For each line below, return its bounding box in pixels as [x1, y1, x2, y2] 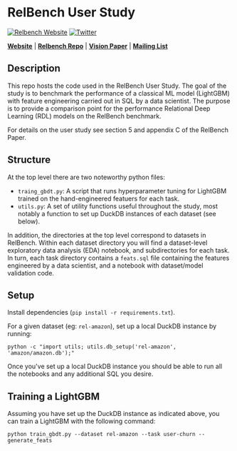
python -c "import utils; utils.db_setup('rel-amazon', [7, 343, 177, 350]
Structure [7, 154, 51, 166]
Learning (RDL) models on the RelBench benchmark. [7, 111, 162, 120]
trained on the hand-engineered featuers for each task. [17, 194, 180, 203]
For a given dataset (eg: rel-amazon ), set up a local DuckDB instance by [7, 322, 217, 330]
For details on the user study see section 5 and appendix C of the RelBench [7, 126, 229, 134]
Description [7, 62, 60, 75]
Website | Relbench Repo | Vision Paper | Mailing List [7, 41, 169, 50]
